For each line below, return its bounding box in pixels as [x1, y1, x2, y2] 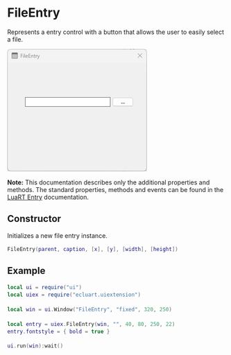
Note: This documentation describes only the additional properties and [7, 178, 210, 187]
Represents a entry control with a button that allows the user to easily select [7, 28, 224, 36]
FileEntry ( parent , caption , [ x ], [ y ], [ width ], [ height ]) [7, 245, 178, 252]
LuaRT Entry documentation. [7, 193, 89, 201]
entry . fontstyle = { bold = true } [7, 328, 110, 335]
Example [7, 265, 46, 277]
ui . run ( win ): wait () [7, 343, 64, 349]
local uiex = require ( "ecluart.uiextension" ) [7, 291, 141, 299]
